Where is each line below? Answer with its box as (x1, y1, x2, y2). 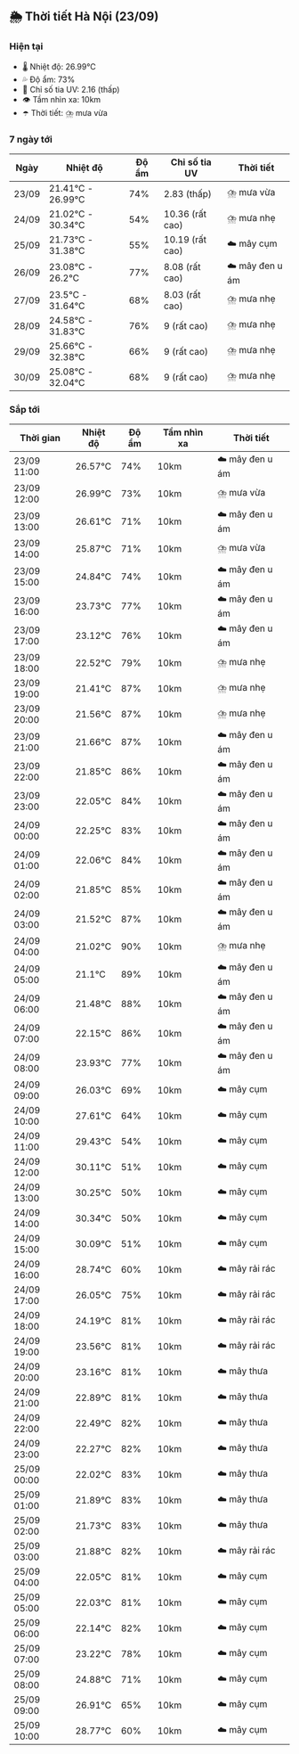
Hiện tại (9, 40, 44, 53)
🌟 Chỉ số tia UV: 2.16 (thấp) (21, 84, 120, 94)
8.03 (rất (163, 288, 201, 300)
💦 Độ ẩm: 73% (21, 74, 76, 85)
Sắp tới (9, 403, 40, 415)
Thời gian (19, 432, 61, 445)
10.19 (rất (163, 233, 207, 245)
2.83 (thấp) (163, 187, 212, 200)
